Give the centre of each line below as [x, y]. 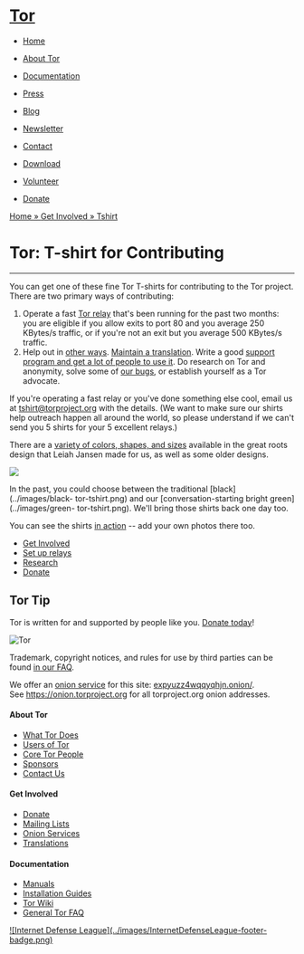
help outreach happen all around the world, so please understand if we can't [152, 417]
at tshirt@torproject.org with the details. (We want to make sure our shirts [146, 407]
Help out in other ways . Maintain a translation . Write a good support [148, 352]
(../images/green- [42, 508]
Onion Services [51, 834]
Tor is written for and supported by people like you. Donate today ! [132, 622]
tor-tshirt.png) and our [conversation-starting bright [172, 498]
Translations [46, 844]
